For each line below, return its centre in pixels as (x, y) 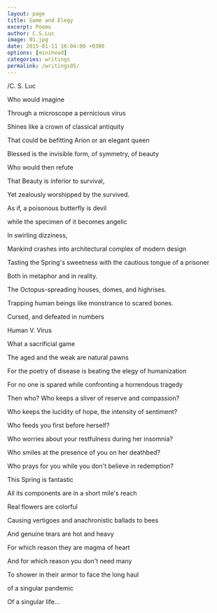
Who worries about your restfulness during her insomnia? (90, 439)
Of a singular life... (34, 601)
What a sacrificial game (41, 343)
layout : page (26, 14)
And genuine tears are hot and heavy (61, 534)
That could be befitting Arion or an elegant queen (78, 140)
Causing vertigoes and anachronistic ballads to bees (83, 520)
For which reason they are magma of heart (69, 547)
